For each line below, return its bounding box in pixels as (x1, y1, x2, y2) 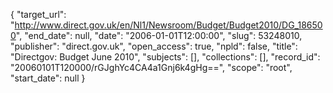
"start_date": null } (10, 72, 86, 84)
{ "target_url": (10, 9, 67, 20)
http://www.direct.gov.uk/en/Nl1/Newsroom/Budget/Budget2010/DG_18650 (14, 19, 323, 31)
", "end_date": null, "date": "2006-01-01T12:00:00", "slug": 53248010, (15, 30, 303, 41)
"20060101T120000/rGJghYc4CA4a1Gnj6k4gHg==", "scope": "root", (10, 62, 293, 73)
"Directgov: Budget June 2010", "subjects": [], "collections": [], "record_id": (10, 51, 321, 63)
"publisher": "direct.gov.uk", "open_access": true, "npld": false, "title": (10, 40, 298, 52)
